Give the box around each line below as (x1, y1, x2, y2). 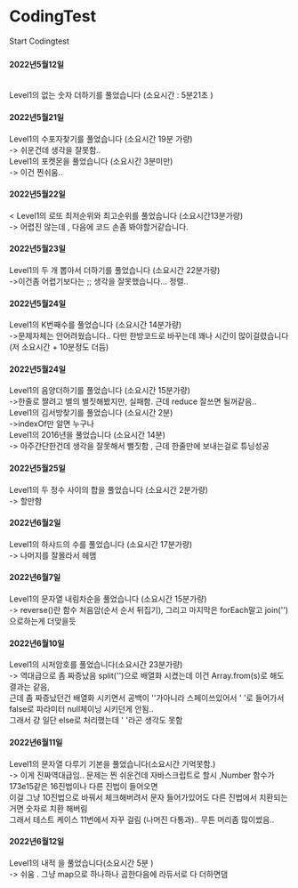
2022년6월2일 (9, 518, 61, 529)
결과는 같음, (9, 682, 51, 692)
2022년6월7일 (9, 572, 60, 583)
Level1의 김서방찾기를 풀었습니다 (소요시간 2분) (9, 408, 173, 418)
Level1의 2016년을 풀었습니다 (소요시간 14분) (9, 430, 166, 440)
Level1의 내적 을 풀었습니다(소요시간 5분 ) (9, 857, 154, 868)
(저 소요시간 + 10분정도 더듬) (9, 342, 109, 352)
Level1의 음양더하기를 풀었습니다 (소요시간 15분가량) (9, 385, 191, 396)
